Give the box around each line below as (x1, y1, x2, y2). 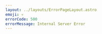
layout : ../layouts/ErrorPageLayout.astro (5, 7, 97, 12)
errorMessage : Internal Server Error (5, 21, 86, 26)
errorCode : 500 (5, 16, 38, 21)
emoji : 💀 (5, 12, 24, 17)
